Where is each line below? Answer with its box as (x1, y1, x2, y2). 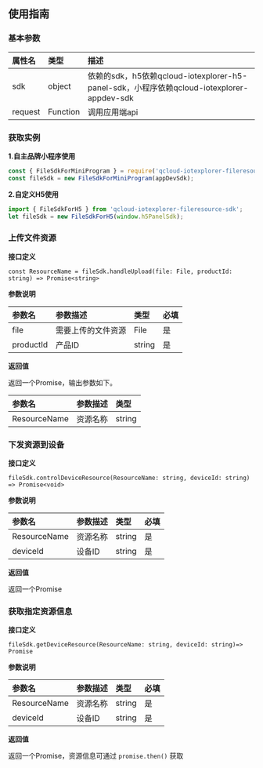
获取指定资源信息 (8, 606, 73, 617)
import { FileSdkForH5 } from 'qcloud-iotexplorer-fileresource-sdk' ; (8, 205, 243, 213)
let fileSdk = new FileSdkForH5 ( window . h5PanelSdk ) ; (8, 213, 184, 220)
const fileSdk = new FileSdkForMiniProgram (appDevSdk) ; (8, 174, 194, 182)
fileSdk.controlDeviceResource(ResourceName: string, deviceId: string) (8, 474, 250, 482)
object (48, 81, 72, 92)
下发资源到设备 (8, 439, 65, 450)
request (12, 106, 41, 117)
